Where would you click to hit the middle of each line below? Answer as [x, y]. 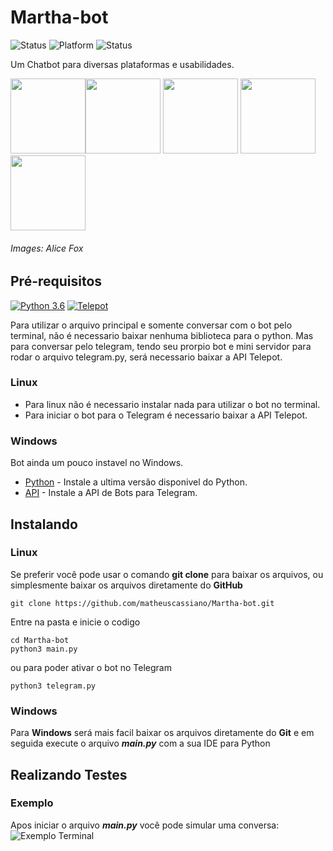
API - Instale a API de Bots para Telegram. [111, 493]
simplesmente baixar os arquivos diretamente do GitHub [126, 585]
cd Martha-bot [40, 640]
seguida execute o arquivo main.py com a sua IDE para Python [140, 743]
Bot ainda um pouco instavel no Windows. [97, 463]
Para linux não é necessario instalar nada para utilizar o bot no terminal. [172, 404]
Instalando [44, 524]
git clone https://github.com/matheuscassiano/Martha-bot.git [142, 603]
